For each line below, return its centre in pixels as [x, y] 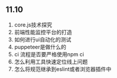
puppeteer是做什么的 [40, 47]
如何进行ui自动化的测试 [43, 39]
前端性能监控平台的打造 [43, 32]
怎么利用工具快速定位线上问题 [51, 61]
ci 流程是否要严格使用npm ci [49, 54]
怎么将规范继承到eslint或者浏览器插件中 [63, 69]
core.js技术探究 [33, 25]
